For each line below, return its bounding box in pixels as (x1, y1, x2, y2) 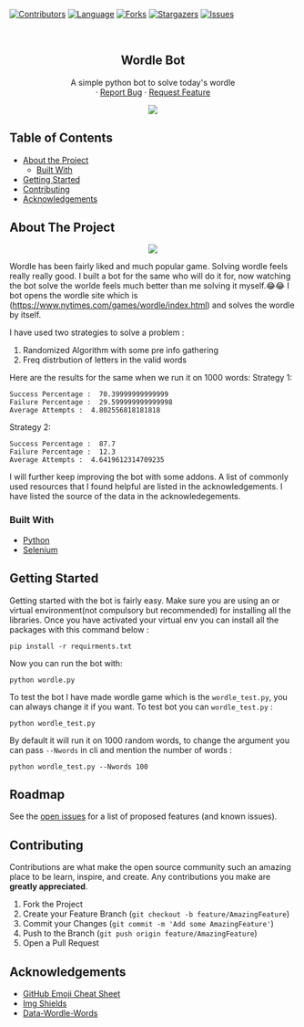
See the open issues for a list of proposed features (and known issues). (9, 811, 278, 822)
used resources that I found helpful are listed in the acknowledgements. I (9, 481, 283, 492)
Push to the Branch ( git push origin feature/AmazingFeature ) (22, 927, 258, 939)
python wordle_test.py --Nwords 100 (9, 762, 148, 771)
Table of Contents (9, 131, 114, 146)
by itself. (9, 309, 42, 320)
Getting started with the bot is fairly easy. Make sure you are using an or (9, 594, 280, 606)
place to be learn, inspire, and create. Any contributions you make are (9, 872, 271, 883)
